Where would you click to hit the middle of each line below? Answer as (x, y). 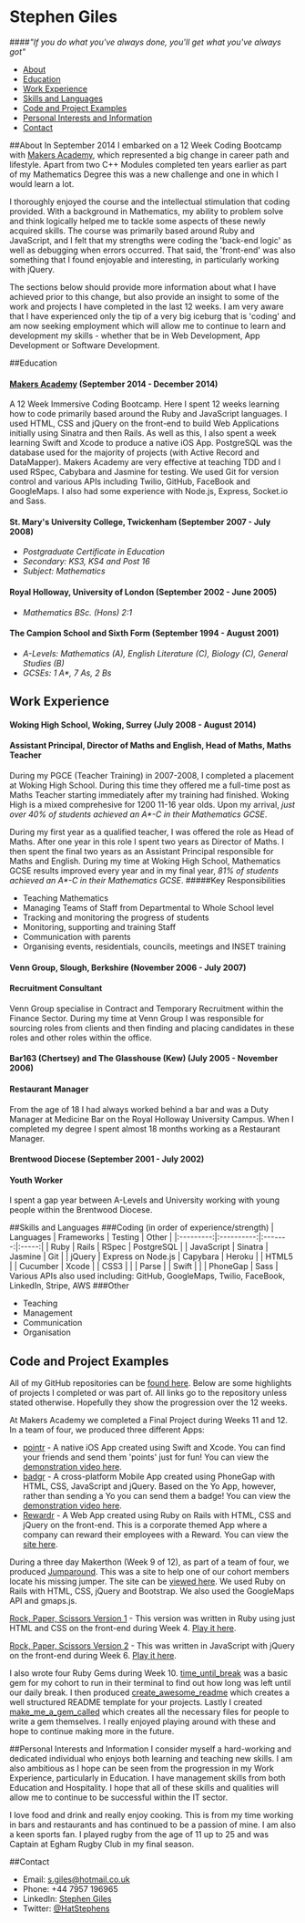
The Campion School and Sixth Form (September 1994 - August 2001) (144, 633)
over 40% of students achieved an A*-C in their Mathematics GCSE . (138, 814)
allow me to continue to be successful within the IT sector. (119, 1797)
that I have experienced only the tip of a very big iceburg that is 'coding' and (152, 315)
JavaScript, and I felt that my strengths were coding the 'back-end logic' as (151, 240)
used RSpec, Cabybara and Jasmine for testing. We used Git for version (144, 472)
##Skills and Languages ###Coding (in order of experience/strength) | (142, 1227)
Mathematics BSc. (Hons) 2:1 (77, 612)
